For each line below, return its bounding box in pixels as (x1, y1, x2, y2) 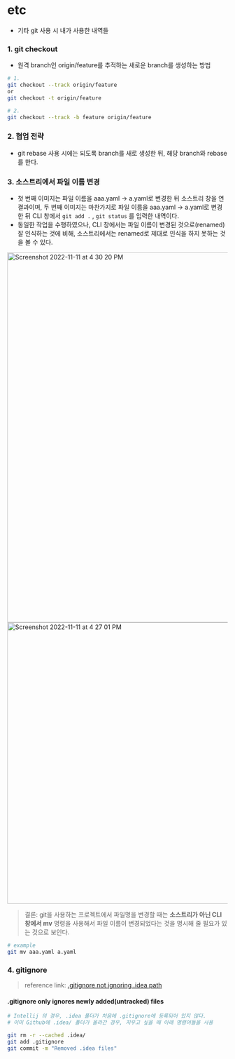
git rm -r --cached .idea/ (7, 1032, 86, 1039)
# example (7, 942, 36, 949)
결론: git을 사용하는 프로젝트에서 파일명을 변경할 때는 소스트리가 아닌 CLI (24, 910, 222, 919)
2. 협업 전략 (7, 132, 44, 142)
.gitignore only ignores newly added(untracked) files (7, 997, 164, 1005)
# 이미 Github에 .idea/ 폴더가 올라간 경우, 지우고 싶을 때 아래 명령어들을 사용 (7, 1019, 213, 1026)
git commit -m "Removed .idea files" (7, 1044, 117, 1052)
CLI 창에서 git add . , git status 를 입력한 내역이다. (32, 212, 180, 220)
